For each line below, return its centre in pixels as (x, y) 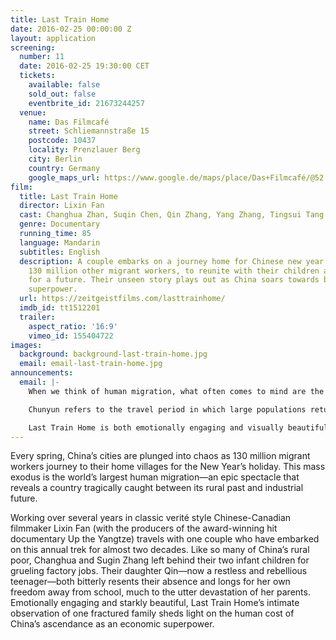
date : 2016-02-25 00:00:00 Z (71, 29)
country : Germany (64, 168)
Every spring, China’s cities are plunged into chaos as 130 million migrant (160, 456)
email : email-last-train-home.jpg (91, 364)
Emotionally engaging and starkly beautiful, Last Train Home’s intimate (155, 603)
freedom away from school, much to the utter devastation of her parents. (160, 592)
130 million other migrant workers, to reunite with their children (174, 271)
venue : (33, 112)
